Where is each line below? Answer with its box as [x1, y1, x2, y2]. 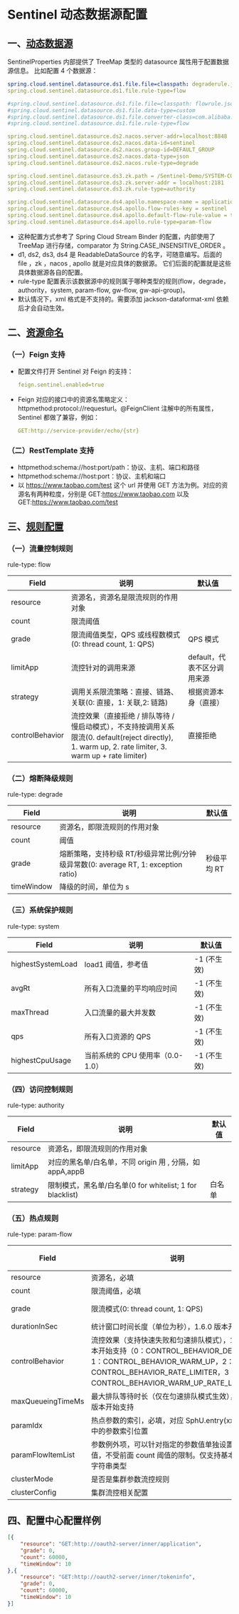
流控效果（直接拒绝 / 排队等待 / [70, 711, 175, 721]
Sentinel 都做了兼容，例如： [17, 413, 100, 422]
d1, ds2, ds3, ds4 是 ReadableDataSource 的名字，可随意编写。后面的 [17, 250, 223, 258]
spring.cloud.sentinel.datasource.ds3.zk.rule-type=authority [7, 186, 196, 193]
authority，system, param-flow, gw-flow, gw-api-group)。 [17, 286, 190, 294]
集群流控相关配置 [91, 1488, 149, 1498]
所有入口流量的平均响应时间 [84, 983, 178, 993]
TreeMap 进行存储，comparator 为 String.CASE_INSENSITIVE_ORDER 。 [17, 241, 230, 250]
